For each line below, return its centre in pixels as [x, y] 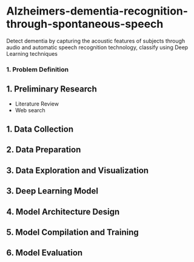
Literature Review [37, 104]
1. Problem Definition [37, 69]
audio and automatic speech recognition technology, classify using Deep [97, 47]
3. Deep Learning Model [52, 191]
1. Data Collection [40, 129]
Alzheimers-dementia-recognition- [97, 11]
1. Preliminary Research [52, 89]
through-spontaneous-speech [85, 24]
